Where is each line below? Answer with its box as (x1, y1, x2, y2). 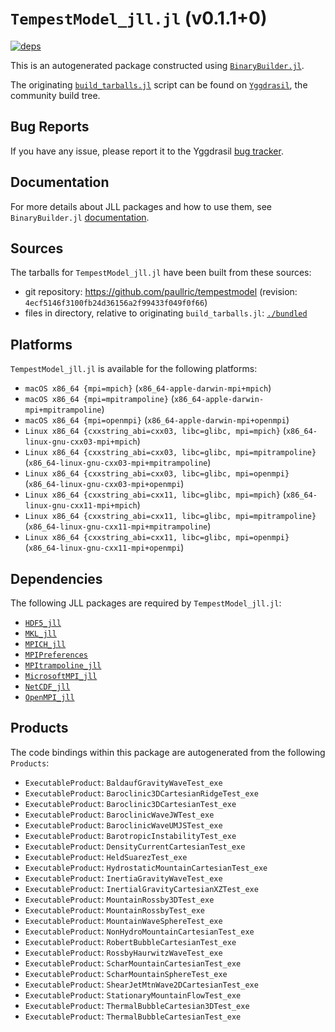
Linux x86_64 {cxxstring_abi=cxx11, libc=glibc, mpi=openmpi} (24, 533, 290, 543)
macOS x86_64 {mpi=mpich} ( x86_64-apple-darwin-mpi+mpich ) (24, 382, 272, 394)
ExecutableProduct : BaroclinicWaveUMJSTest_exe (24, 818, 223, 831)
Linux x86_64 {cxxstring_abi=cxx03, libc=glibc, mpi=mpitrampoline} (24, 448, 317, 458)
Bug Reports (10, 118, 90, 136)
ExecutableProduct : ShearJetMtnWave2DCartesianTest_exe (24, 978, 259, 990)
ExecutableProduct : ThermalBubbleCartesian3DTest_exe (24, 999, 250, 1011)
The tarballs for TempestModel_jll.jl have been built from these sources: (10, 267, 312, 279)
